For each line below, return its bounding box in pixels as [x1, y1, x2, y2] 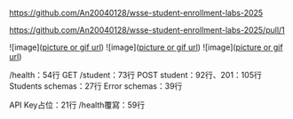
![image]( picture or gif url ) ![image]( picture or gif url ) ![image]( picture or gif [9, 42, 283, 52]
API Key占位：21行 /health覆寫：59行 [9, 99, 146, 110]
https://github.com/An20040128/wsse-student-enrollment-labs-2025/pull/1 [9, 25, 286, 35]
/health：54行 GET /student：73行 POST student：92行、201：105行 [9, 70, 262, 80]
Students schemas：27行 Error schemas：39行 [9, 81, 183, 91]
